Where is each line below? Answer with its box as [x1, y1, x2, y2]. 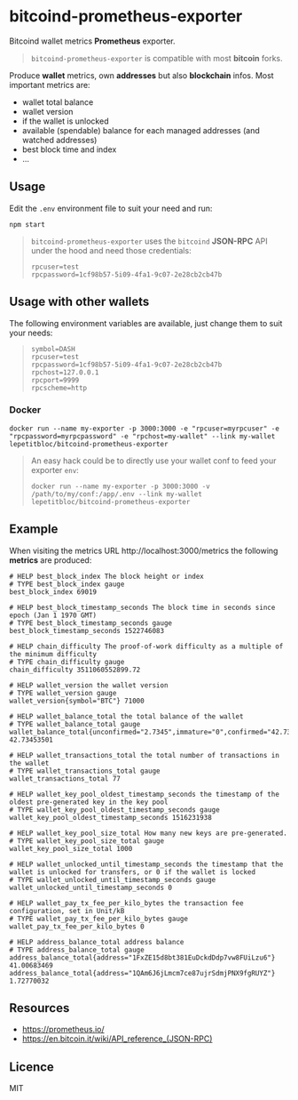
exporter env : [30, 464, 80, 475]
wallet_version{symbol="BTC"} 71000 [9, 696, 145, 705]
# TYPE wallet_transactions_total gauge [9, 767, 161, 775]
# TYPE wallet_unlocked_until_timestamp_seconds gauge [9, 875, 216, 884]
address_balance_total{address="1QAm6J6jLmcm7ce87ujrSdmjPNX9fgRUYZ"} [9, 968, 276, 977]
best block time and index [21, 144, 117, 155]
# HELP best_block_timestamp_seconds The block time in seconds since [9, 603, 276, 612]
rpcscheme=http [30, 383, 88, 392]
